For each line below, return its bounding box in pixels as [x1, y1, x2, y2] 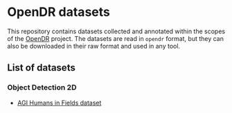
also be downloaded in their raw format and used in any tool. [7, 42, 181, 50]
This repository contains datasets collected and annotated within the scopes [7, 27, 226, 35]
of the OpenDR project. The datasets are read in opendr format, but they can [7, 34, 224, 42]
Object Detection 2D [7, 82, 77, 92]
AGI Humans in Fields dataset [17, 98, 102, 107]
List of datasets [7, 62, 76, 73]
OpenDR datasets [7, 4, 111, 20]
